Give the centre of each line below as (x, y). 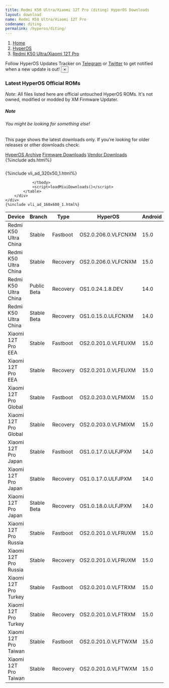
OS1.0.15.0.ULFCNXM (107, 316)
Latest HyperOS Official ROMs (43, 83)
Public (37, 286)
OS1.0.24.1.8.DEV (101, 289)
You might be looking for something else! (48, 124)
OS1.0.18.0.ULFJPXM (106, 506)
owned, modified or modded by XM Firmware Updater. (62, 99)
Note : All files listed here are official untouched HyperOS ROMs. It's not (79, 94)
